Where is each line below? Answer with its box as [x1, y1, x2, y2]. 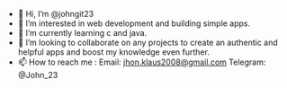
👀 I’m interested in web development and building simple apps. [17, 18, 251, 29]
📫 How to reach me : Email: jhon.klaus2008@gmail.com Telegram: [17, 57, 266, 67]
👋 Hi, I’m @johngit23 [17, 9, 94, 19]
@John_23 [17, 70, 58, 80]
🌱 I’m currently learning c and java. [17, 28, 148, 38]
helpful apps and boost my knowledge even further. [17, 47, 210, 57]
